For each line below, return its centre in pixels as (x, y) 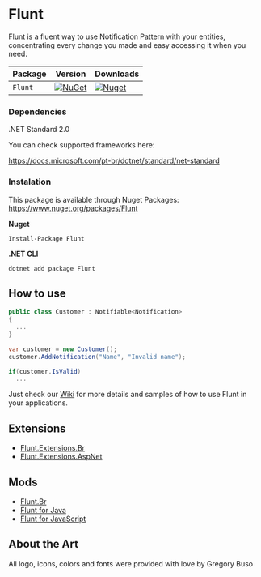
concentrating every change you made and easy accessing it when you (127, 45)
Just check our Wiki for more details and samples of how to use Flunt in (128, 395)
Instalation (30, 182)
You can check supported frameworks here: (82, 145)
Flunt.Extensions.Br (53, 448)
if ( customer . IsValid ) (45, 371)
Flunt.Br (33, 501)
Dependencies (38, 112)
